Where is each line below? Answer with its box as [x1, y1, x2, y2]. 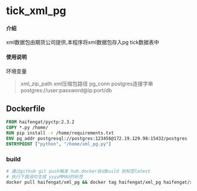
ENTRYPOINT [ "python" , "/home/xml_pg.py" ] [6, 141, 111, 147]
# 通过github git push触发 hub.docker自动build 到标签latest [6, 169, 151, 175]
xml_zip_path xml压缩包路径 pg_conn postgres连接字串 [20, 80, 154, 87]
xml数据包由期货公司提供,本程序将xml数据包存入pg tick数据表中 [6, 39, 159, 46]
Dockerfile [6, 103, 46, 113]
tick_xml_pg [6, 4, 66, 18]
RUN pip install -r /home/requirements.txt [6, 130, 114, 136]
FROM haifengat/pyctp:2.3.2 [6, 119, 75, 125]
